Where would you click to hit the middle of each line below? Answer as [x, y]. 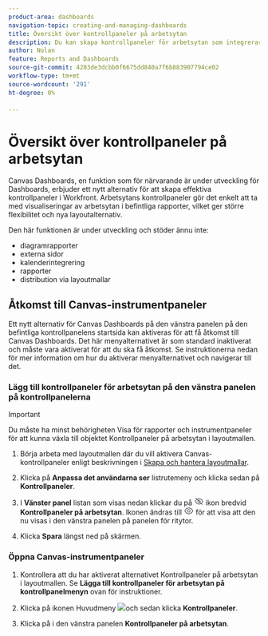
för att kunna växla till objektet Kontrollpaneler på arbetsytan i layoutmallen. [132, 439]
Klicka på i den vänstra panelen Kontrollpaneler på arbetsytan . [124, 623]
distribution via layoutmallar [65, 280]
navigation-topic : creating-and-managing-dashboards [98, 25]
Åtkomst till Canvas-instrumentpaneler [108, 305]
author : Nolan [32, 51]
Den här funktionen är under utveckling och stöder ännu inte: [108, 230]
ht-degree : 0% [32, 93]
